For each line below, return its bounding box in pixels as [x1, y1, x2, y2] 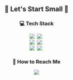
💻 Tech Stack [19, 20, 54, 27]
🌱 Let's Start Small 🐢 [4, 5, 69, 13]
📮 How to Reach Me [12, 58, 61, 65]
